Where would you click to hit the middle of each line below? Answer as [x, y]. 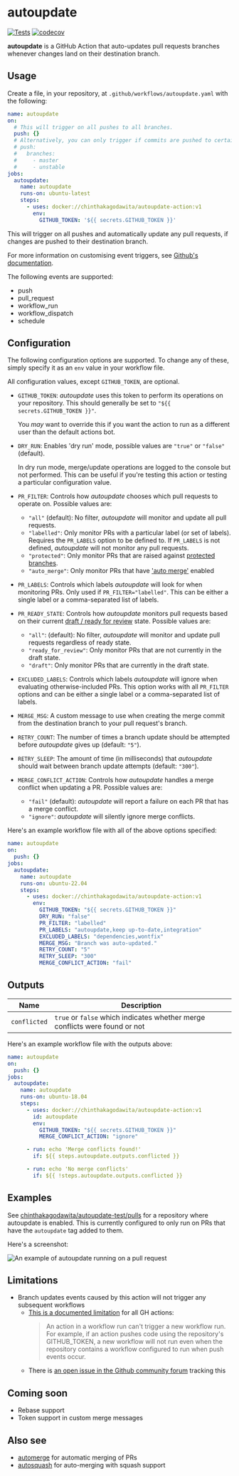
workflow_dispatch [45, 313]
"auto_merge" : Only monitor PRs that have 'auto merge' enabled [121, 571]
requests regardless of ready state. [80, 642]
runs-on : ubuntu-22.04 [54, 883]
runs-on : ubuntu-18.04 [54, 1097]
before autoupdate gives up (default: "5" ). [79, 745]
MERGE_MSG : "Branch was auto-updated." [98, 943]
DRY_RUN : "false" [65, 917]
